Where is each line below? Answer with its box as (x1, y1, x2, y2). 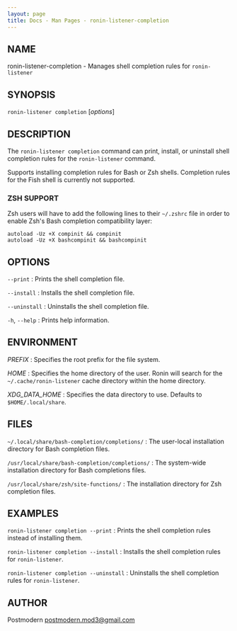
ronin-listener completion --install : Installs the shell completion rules (7, 547, 221, 556)
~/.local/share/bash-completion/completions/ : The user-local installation (7, 437, 225, 445)
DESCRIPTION (7, 128, 71, 140)
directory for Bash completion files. (7, 444, 110, 453)
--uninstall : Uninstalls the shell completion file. (7, 302, 150, 311)
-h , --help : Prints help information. (7, 316, 110, 324)
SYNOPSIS (7, 89, 56, 101)
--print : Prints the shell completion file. (7, 275, 125, 283)
